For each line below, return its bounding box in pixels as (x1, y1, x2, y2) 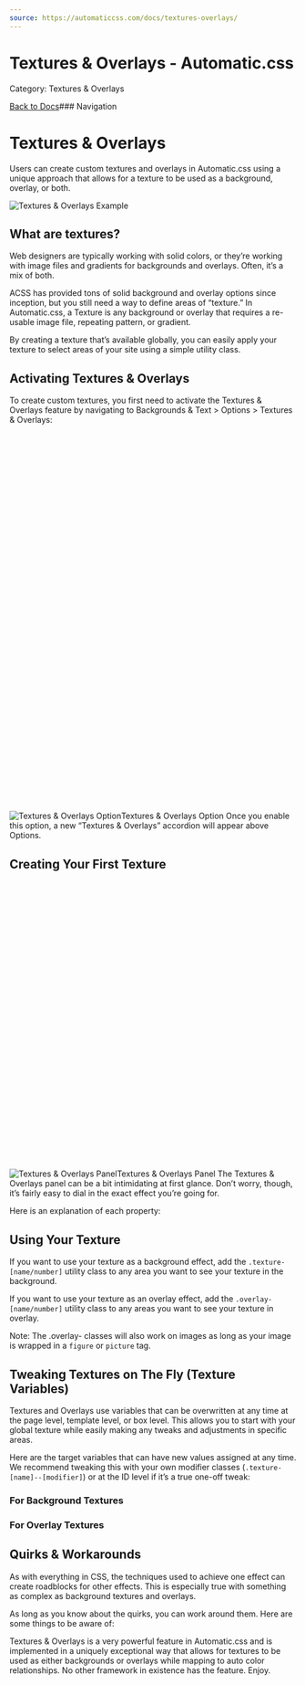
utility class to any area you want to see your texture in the (65, 1266, 284, 1277)
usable (9, 317, 35, 328)
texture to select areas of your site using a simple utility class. (9, 344, 241, 355)
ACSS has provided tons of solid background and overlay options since (9, 288, 277, 299)
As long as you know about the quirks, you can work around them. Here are (9, 1608, 293, 1619)
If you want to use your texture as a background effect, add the (9, 1257, 247, 1268)
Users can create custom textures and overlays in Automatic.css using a (9, 163, 280, 174)
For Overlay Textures (9, 1518, 105, 1531)
